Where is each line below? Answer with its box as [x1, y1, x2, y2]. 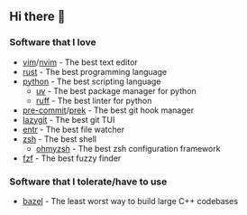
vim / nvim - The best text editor [22, 56, 138, 68]
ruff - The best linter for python [35, 95, 152, 106]
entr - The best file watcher [22, 124, 124, 135]
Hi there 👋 [9, 9, 66, 24]
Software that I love [9, 36, 96, 49]
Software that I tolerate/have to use [9, 175, 168, 188]
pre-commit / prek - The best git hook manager [22, 105, 195, 116]
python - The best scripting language [22, 76, 161, 87]
